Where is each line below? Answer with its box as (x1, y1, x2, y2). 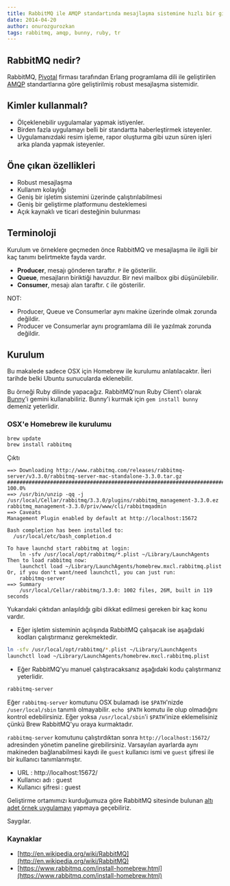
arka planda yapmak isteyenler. (16, 140, 105, 148)
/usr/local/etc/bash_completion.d (13, 533, 112, 540)
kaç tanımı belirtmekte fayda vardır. (7, 253, 107, 261)
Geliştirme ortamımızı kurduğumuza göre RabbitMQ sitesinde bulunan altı (7, 796, 214, 804)
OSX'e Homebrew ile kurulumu (7, 419, 112, 429)
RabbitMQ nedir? (7, 54, 81, 66)
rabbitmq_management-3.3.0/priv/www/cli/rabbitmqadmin (7, 503, 167, 510)
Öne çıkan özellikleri (7, 160, 96, 172)
